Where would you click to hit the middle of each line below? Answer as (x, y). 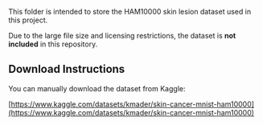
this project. (28, 20)
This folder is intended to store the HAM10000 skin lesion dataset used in (130, 12)
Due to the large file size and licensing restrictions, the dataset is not (122, 36)
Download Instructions (67, 69)
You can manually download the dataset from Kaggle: (97, 88)
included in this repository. (53, 44)
